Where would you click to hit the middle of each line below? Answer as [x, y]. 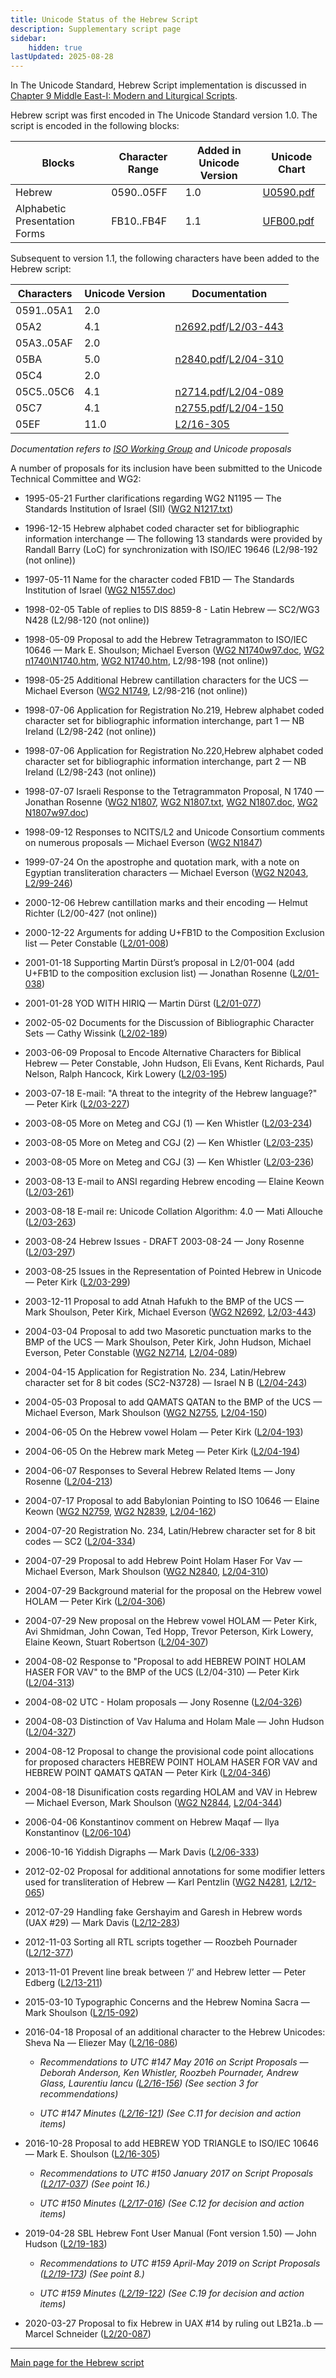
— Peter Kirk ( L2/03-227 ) [77, 1104]
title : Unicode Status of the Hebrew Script [104, 19]
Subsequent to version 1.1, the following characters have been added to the [165, 258]
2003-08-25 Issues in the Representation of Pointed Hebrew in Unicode [173, 1272]
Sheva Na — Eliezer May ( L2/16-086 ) [101, 2043]
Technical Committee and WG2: [76, 479]
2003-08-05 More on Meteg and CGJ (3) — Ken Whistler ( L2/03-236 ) [169, 1162]
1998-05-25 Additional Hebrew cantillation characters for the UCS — [166, 680]
